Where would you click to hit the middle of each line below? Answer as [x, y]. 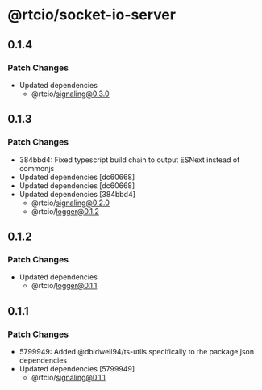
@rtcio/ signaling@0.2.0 [71, 203]
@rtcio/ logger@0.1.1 [64, 286]
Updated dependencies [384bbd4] [77, 194]
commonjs [37, 168]
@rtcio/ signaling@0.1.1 [69, 377]
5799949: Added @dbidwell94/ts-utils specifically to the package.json [137, 351]
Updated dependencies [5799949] [77, 368]
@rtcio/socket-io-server [92, 15]
